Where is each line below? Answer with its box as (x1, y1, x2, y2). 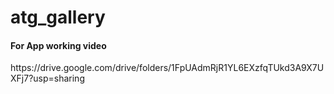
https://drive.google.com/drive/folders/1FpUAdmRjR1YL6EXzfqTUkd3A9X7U (10, 62, 325, 74)
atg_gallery (10, 6, 106, 29)
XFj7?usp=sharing (10, 72, 85, 85)
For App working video (10, 39, 107, 51)
